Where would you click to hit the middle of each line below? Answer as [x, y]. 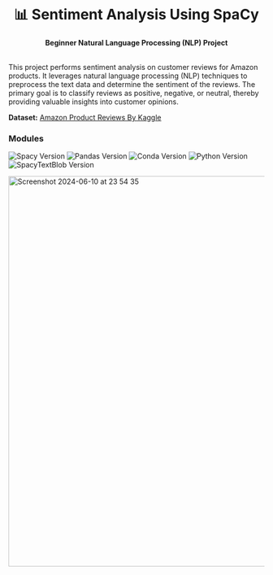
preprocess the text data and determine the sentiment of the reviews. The [132, 84]
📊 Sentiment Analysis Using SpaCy [136, 15]
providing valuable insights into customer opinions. [93, 102]
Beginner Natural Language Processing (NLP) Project [136, 42]
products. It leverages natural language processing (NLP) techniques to [128, 76]
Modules [26, 138]
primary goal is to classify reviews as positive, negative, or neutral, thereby [134, 93]
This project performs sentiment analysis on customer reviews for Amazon [133, 67]
